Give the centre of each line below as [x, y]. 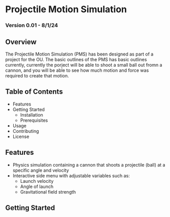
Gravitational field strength [48, 192]
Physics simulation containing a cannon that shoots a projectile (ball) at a [89, 165]
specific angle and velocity [41, 170]
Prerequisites [34, 120]
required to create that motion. [37, 75]
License [21, 137]
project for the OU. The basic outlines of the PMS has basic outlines [76, 59]
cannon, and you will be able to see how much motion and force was [77, 70]
